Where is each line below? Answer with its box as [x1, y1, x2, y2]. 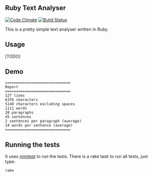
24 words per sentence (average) [5, 123, 73, 128]
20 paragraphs [5, 110, 34, 115]
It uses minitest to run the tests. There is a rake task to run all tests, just [5, 154, 148, 159]
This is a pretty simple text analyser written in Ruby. [5, 26, 109, 32]
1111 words [5, 106, 27, 111]
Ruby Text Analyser [5, 4, 66, 12]
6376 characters [5, 98, 38, 102]
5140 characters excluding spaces [5, 102, 76, 107]
